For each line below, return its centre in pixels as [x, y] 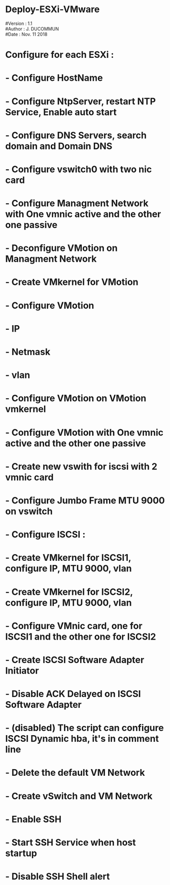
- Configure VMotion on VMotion [76, 399]
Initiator [22, 670]
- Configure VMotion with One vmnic [84, 432]
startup [21, 853]
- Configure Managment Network [77, 203]
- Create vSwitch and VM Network [79, 796]
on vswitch [29, 511]
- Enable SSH [33, 819]
